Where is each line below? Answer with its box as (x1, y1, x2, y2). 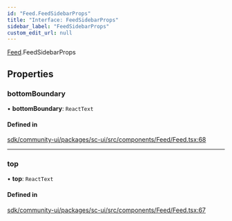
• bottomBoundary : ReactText (7, 104, 94, 112)
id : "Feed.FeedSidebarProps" (7, 10, 91, 17)
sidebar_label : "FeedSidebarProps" (7, 23, 110, 30)
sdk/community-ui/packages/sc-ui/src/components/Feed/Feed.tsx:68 (7, 136, 206, 144)
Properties (7, 68, 54, 80)
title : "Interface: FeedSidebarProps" (7, 17, 119, 23)
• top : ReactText (7, 175, 54, 183)
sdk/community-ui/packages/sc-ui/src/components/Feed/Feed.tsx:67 (7, 206, 206, 214)
